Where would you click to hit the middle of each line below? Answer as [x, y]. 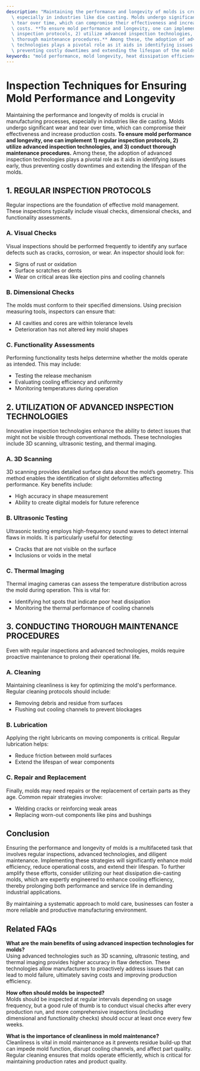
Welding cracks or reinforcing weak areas [66, 808]
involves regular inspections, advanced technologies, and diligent [87, 854]
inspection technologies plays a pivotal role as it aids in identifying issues [96, 159]
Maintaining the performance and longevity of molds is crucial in [85, 115]
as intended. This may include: [44, 364]
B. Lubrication [27, 725]
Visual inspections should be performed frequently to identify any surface [97, 246]
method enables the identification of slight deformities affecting [84, 479]
